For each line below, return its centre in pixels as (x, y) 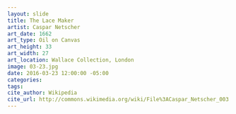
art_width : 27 (28, 54)
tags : (15, 86)
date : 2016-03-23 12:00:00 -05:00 (58, 73)
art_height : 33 (30, 47)
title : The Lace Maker (41, 21)
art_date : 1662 (30, 34)
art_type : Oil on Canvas (44, 40)
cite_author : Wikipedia (42, 93)
